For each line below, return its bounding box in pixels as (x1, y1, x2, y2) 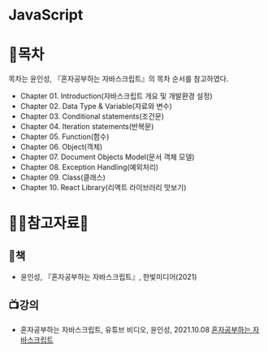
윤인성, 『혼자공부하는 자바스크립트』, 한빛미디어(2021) (19, 272, 197, 282)
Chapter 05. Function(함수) (19, 132, 110, 141)
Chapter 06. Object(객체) (19, 142, 103, 152)
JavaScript (8, 6, 84, 24)
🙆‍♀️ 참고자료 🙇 (8, 214, 89, 232)
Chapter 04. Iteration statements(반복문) (19, 122, 154, 132)
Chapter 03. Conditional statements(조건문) (19, 111, 165, 121)
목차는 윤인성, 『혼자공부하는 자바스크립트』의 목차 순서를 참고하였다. (8, 74, 229, 84)
